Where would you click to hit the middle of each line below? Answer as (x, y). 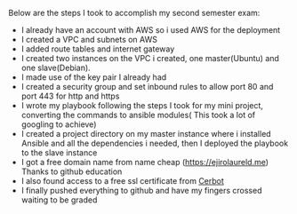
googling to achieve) (59, 124)
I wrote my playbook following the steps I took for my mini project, (142, 105)
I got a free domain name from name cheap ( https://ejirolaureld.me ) (144, 162)
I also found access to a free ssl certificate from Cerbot (122, 181)
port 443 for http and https (70, 96)
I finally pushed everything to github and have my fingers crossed (141, 190)
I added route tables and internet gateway (98, 49)
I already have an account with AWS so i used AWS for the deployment (151, 30)
